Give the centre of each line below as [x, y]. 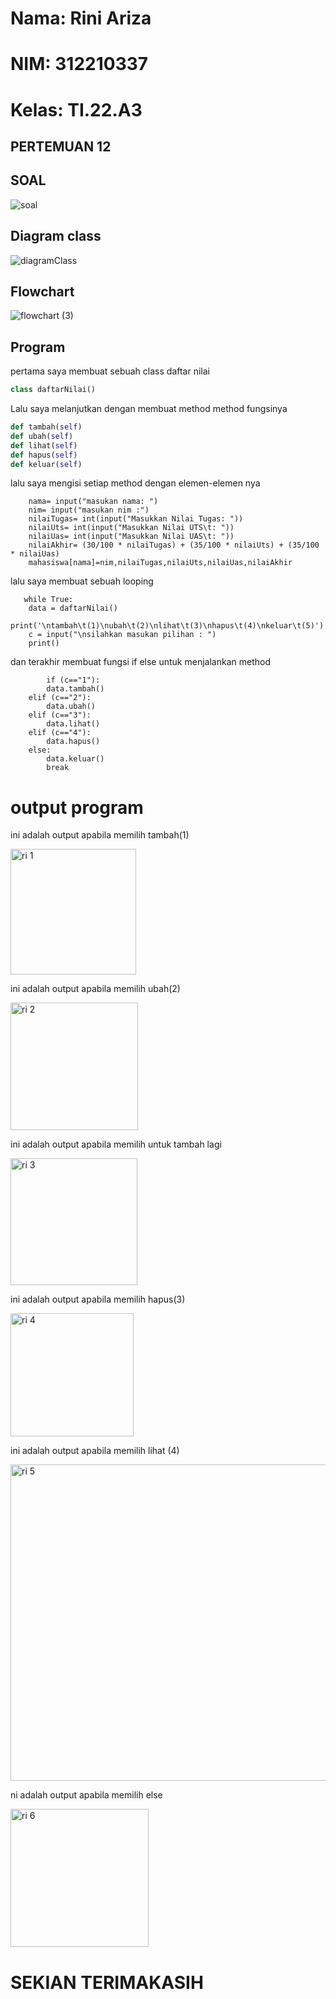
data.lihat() [73, 724]
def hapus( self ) [44, 455]
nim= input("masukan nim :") [89, 510]
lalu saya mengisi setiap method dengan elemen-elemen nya [135, 483]
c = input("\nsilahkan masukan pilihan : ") [122, 635]
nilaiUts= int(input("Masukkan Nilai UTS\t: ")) [131, 528]
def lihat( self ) [44, 445]
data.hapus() [73, 742]
